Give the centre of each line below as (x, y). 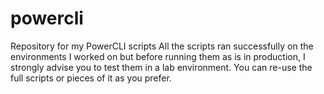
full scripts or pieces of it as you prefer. (91, 78)
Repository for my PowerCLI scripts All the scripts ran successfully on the (162, 46)
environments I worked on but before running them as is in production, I (158, 56)
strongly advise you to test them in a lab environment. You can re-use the (161, 67)
